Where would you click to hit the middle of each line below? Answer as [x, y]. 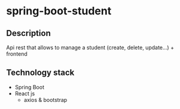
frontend [17, 54]
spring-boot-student [59, 11]
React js [25, 93]
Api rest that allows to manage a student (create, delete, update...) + [90, 47]
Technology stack [40, 73]
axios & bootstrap [45, 99]
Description [28, 33]
